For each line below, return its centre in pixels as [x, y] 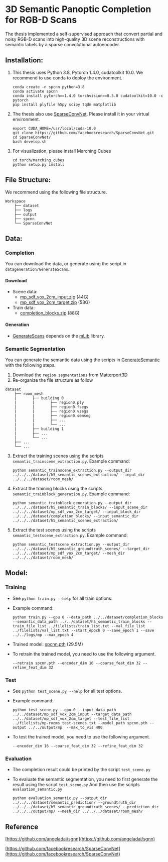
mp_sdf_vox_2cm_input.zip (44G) [54, 297]
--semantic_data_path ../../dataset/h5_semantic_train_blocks [79, 621]
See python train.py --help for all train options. [62, 598]
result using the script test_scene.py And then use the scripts [76, 785]
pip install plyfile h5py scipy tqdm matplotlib [64, 104]
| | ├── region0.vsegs [51, 411]
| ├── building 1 [39, 429]
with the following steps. [31, 365]
